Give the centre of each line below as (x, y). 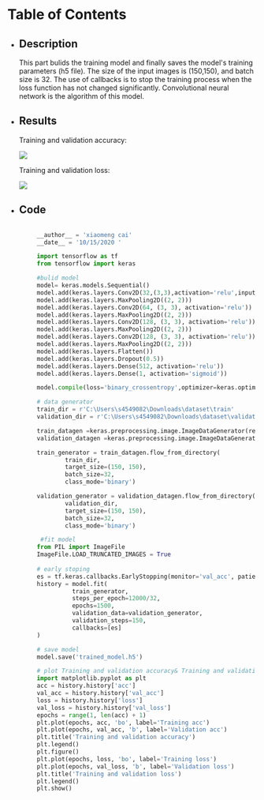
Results (37, 121)
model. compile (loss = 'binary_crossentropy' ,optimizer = (127, 388)
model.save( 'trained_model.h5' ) (90, 657)
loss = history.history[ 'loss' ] (90, 700)
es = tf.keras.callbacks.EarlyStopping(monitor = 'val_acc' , (136, 577)
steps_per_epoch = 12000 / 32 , (116, 599)
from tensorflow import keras (86, 264)
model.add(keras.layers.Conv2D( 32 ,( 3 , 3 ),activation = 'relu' (136, 293)
